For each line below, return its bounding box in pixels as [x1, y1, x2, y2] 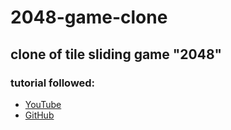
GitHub [24, 109, 55, 121]
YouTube [24, 98, 62, 110]
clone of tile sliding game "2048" [10, 46, 223, 63]
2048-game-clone [10, 6, 168, 29]
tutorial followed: [10, 76, 96, 90]
